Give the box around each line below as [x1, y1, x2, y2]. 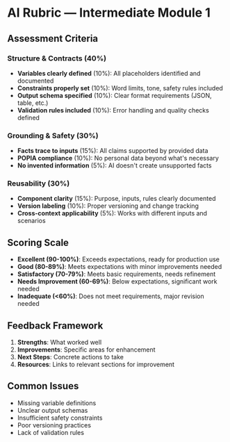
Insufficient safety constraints [17, 414, 103, 422]
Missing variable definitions [17, 398, 97, 407]
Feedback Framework [7, 320, 104, 331]
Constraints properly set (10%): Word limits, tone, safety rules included [17, 83, 224, 92]
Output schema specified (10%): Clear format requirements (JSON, [17, 91, 212, 99]
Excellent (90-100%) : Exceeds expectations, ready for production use [17, 255, 220, 263]
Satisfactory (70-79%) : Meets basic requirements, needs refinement [17, 270, 216, 279]
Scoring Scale [7, 236, 69, 248]
